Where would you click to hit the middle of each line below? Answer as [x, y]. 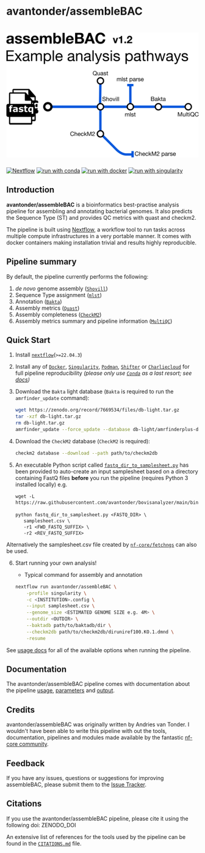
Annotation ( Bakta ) [38, 301]
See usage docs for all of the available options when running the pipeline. [99, 650]
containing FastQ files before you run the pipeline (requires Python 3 [102, 478]
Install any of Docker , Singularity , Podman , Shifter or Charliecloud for [103, 367]
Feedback [26, 763]
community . [34, 744]
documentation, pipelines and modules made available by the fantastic [95, 738]
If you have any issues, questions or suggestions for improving [85, 778]
